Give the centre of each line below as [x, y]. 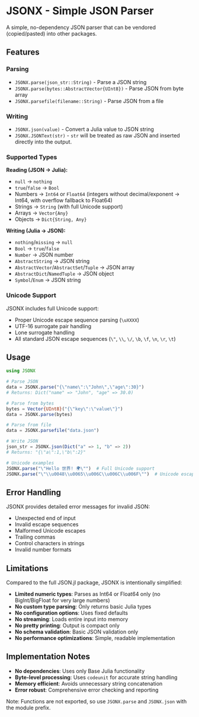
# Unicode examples [30, 463]
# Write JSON [22, 441]
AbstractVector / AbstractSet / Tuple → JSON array [75, 267]
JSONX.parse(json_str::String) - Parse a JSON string [81, 82]
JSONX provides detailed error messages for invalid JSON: [78, 507]
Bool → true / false [37, 249]
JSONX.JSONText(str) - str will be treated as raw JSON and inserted [97, 135]
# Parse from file [29, 425]
